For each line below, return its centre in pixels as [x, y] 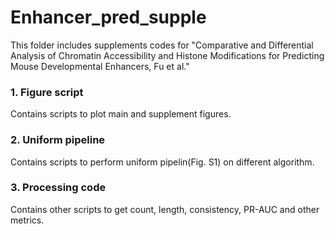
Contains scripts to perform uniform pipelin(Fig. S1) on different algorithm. [162, 162]
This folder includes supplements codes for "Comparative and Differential [162, 45]
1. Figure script [47, 92]
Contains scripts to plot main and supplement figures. [121, 114]
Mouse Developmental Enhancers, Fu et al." [100, 66]
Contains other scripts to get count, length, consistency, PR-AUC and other [165, 209]
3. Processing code [58, 188]
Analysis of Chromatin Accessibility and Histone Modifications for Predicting [167, 55]
